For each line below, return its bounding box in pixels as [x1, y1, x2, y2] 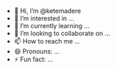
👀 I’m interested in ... [13, 14, 74, 23]
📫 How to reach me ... [13, 37, 80, 45]
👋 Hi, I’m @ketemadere [13, 7, 82, 15]
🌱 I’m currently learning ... [13, 22, 90, 30]
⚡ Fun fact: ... [13, 55, 53, 63]
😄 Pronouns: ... [13, 47, 60, 56]
